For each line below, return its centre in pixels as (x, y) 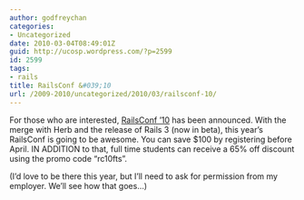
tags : (20, 69)
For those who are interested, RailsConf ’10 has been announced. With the (148, 120)
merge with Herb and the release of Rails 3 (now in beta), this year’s (136, 129)
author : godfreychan (49, 18)
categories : (32, 26)
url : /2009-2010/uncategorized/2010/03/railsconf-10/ (113, 94)
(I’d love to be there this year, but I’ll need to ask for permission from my (144, 176)
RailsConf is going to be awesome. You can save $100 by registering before (151, 139)
